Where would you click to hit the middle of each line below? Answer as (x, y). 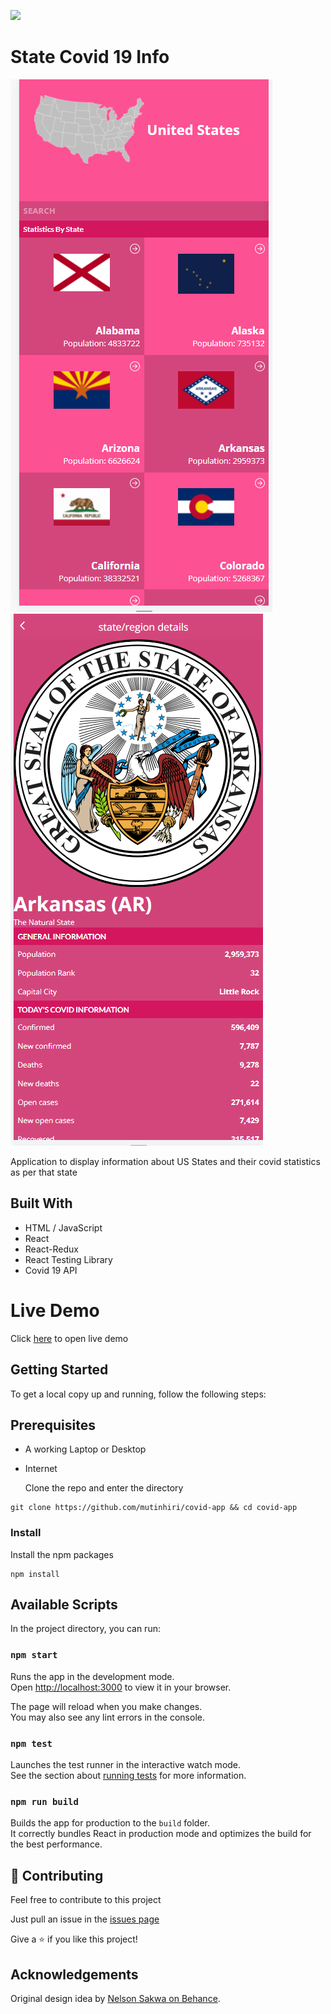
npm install (35, 1574)
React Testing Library (68, 1259)
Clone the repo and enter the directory (104, 1488)
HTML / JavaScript (63, 1227)
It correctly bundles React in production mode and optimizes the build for (161, 1834)
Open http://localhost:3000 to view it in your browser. (121, 1687)
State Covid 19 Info (90, 57)
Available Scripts (64, 1604)
